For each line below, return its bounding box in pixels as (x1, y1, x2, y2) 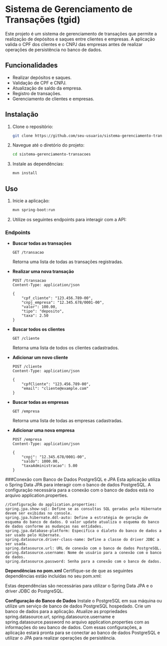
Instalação (5, 110, 39, 119)
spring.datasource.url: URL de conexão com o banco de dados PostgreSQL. (5, 546, 162, 551)
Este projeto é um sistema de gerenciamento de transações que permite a (5, 31, 157, 37)
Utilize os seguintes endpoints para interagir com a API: (12, 216, 127, 222)
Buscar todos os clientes (12, 326, 65, 332)
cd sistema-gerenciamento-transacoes (12, 152, 91, 157)
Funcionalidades (5, 61, 58, 70)
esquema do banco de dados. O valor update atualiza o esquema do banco (5, 519, 160, 525)
